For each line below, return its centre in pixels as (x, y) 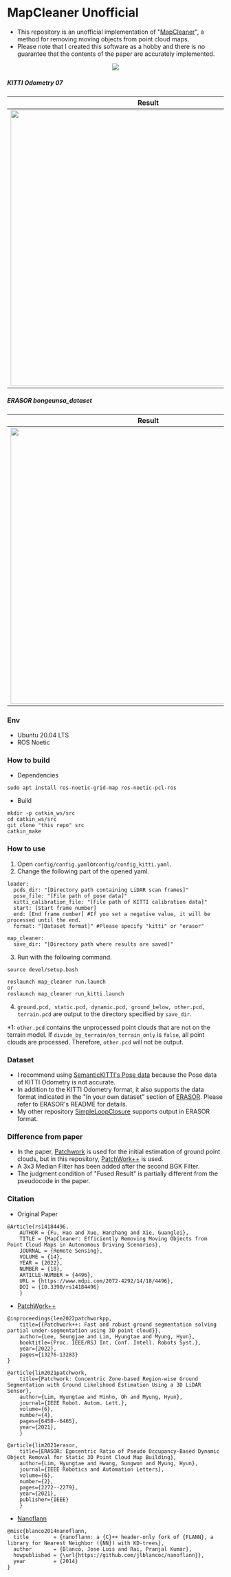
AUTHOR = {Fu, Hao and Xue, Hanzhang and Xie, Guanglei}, (104, 1233)
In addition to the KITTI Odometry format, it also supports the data (110, 1090)
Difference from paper (45, 1136)
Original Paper (37, 1214)
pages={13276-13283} (49, 1355)
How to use (26, 849)
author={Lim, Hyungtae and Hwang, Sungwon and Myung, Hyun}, (109, 1463)
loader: (18, 884)
